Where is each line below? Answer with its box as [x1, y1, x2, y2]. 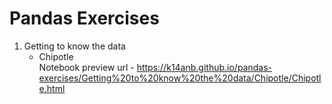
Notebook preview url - [38, 61, 135, 73]
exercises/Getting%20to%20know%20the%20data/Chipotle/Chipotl [38, 72, 322, 84]
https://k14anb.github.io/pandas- [136, 61, 273, 73]
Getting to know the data [23, 40, 126, 52]
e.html [38, 82, 66, 94]
